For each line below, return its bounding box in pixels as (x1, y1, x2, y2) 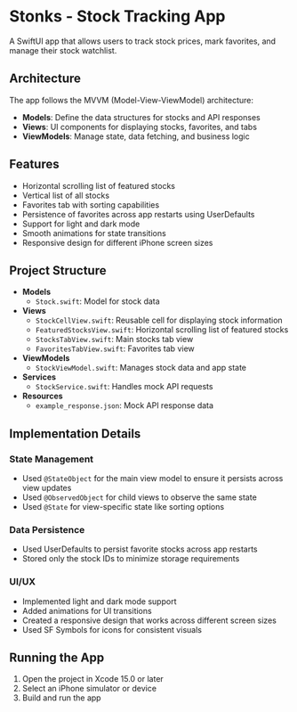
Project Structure (9, 263, 107, 278)
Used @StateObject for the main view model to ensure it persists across (21, 473, 284, 484)
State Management (9, 453, 94, 465)
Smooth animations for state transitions (21, 227, 166, 238)
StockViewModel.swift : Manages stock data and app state (35, 363, 247, 373)
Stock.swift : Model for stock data (35, 296, 160, 307)
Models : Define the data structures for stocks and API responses (21, 111, 261, 122)
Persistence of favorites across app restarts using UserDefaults (21, 209, 255, 219)
